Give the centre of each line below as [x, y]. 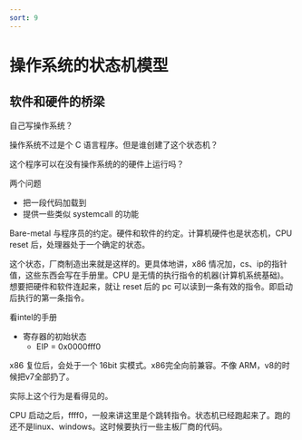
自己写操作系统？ [41, 125]
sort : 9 [24, 18]
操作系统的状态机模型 [89, 65]
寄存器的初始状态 [54, 336]
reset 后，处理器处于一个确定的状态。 [80, 244]
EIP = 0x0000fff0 [68, 347]
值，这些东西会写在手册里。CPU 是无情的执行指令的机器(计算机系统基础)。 [149, 275]
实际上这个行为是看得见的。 [61, 396]
